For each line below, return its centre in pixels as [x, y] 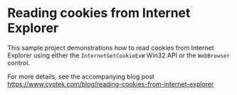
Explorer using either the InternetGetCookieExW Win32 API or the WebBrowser [118, 55]
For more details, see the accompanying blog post [81, 77]
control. [19, 62]
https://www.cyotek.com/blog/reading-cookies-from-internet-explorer [111, 84]
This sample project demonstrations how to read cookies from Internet [111, 47]
